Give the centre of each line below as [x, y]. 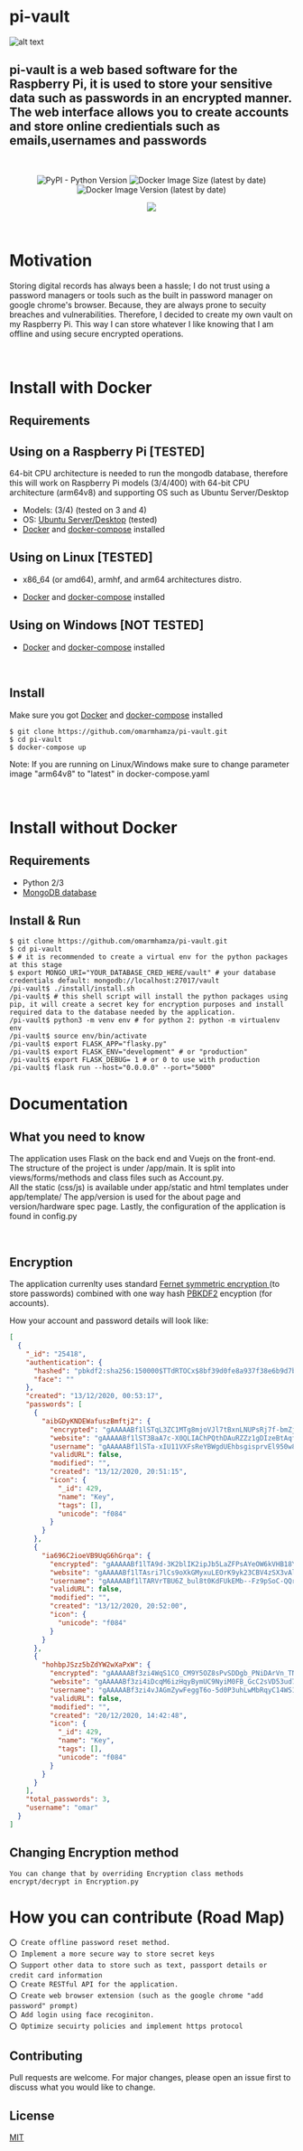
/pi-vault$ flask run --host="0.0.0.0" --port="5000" [113, 1068]
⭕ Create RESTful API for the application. [94, 1984]
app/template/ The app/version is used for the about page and [125, 1197]
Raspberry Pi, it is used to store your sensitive [141, 85]
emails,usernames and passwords [108, 141]
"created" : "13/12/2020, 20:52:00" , [118, 1606]
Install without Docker [93, 827]
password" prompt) [44, 2005]
